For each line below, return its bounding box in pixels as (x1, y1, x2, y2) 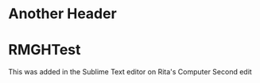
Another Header (8, 5, 117, 23)
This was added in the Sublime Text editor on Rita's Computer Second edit (8, 67, 252, 77)
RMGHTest (8, 41, 81, 59)
